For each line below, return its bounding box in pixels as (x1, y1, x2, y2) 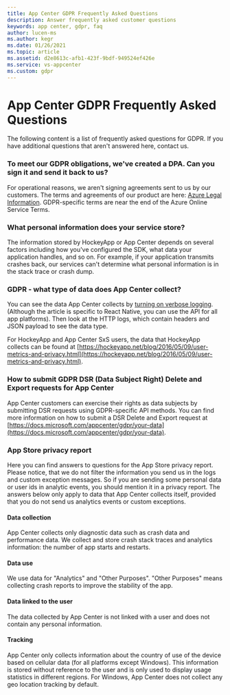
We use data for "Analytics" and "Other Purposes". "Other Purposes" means (7, 574, 223, 582)
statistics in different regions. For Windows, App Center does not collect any (7, 672, 223, 681)
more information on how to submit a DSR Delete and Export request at (7, 414, 208, 422)
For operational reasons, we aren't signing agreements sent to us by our (7, 183, 211, 191)
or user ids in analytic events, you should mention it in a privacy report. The (7, 482, 220, 491)
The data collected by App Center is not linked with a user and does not (7, 612, 210, 621)
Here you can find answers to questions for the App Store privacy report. (7, 460, 214, 469)
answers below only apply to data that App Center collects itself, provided (7, 490, 216, 498)
